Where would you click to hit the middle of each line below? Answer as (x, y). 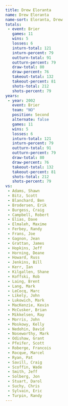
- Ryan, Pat (20, 357)
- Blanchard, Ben (26, 200)
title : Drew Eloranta (28, 10)
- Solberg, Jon (24, 377)
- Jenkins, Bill (25, 262)
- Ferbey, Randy (25, 229)
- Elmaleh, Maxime (27, 224)
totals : (14, 24)
